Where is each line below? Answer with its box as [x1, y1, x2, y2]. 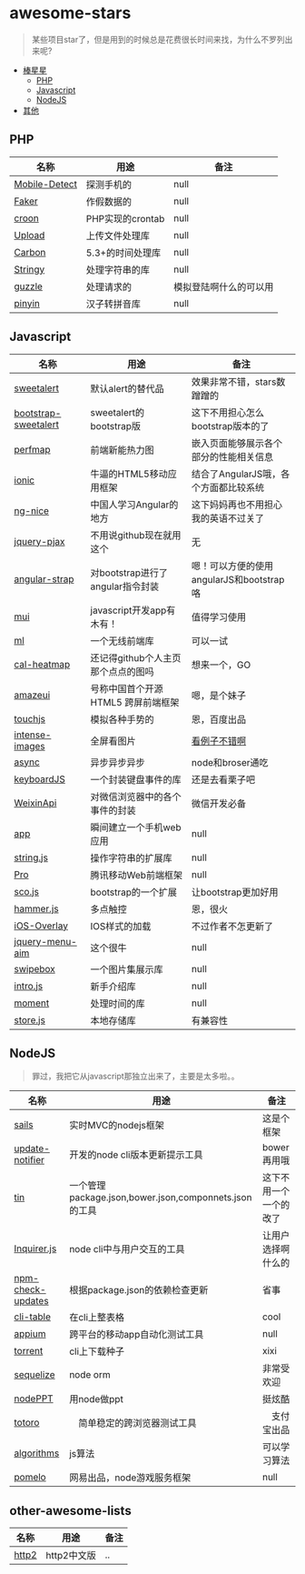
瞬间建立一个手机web [90, 821, 182, 834]
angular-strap [14, 572, 74, 585]
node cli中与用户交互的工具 [69, 1243, 185, 1256]
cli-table [14, 1310, 52, 1323]
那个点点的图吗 [90, 665, 154, 677]
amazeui [14, 688, 51, 701]
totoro [14, 1417, 40, 1429]
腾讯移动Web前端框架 [90, 868, 183, 881]
